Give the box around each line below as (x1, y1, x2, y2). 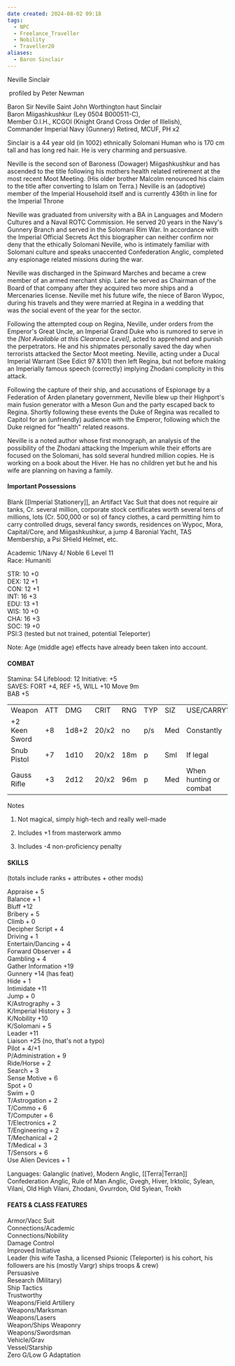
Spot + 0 (7, 1082, 33, 1090)
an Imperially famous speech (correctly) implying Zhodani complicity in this (7, 364, 225, 373)
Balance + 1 (7, 895, 41, 903)
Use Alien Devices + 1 (7, 1156, 70, 1165)
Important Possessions (7, 482, 76, 491)
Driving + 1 (7, 932, 38, 941)
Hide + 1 (7, 977, 31, 986)
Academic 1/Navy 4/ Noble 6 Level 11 (7, 548, 114, 557)
